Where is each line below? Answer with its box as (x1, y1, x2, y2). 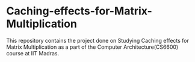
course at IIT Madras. (6, 49, 59, 57)
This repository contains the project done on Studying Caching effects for (6, 37, 190, 44)
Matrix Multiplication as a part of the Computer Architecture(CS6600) (6, 43, 179, 51)
